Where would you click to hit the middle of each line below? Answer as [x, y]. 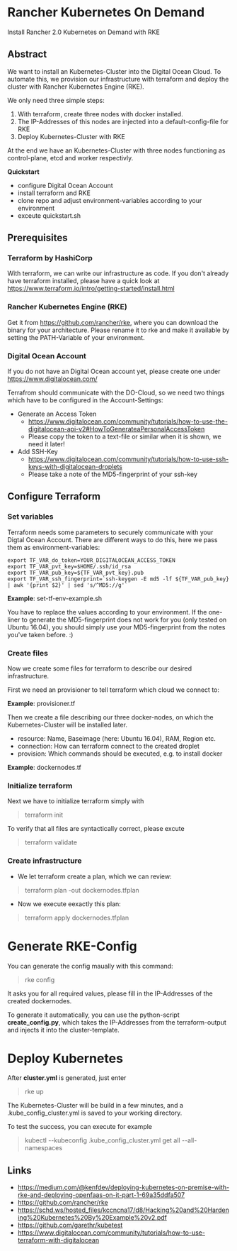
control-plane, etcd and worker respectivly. [70, 158]
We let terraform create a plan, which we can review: [94, 876]
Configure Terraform [54, 496]
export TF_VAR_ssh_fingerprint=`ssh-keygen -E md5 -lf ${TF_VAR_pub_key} [118, 579]
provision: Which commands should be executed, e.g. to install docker [120, 754]
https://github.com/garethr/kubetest [70, 1225]
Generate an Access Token [57, 414]
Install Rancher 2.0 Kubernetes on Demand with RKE [84, 32]
